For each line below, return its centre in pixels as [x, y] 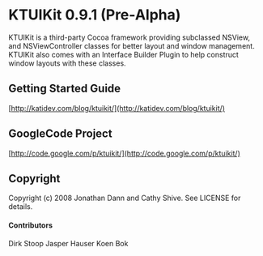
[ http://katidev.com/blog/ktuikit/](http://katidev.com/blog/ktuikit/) [117, 108]
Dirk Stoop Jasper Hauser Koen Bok [68, 243]
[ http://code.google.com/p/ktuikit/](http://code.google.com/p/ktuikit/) [125, 153]
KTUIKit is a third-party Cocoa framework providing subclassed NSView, [129, 37]
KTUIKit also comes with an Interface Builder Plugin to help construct [123, 54]
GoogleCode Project [60, 134]
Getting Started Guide [65, 89]
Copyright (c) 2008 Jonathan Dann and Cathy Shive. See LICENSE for [125, 198]
